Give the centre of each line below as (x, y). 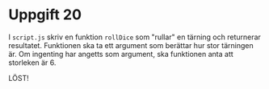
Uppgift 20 (45, 15)
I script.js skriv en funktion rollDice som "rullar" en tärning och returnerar (134, 37)
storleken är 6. (32, 63)
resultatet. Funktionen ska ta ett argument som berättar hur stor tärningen (131, 45)
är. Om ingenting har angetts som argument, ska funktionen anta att (121, 54)
